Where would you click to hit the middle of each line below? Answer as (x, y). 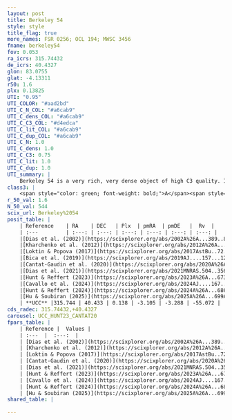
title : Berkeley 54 (35, 20)
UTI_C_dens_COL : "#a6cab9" (46, 116)
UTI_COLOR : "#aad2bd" (38, 104)
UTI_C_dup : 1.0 (29, 168)
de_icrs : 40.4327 (32, 65)
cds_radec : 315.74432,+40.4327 (52, 310)
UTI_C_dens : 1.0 (30, 149)
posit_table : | (29, 219)
